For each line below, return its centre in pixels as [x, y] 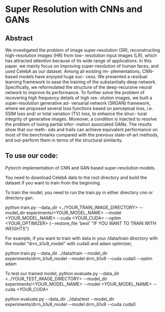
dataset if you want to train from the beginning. [53, 182]
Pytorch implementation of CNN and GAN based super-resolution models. [81, 167]
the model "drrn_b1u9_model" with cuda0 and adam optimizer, [69, 243]
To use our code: [32, 156]
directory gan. [20, 197]
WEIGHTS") [17, 228]
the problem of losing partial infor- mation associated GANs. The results [79, 124]
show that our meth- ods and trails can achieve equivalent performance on [82, 130]
